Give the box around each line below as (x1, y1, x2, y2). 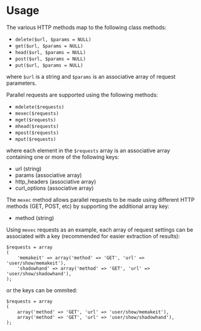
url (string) (15, 165, 42, 172)
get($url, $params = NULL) (15, 43, 84, 49)
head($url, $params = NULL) (15, 49, 86, 55)
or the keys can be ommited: (6, 286, 77, 294)
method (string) (15, 214, 54, 221)
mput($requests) (15, 136, 56, 142)
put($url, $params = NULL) (15, 62, 84, 69)
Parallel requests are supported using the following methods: (6, 91, 159, 98)
